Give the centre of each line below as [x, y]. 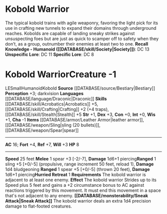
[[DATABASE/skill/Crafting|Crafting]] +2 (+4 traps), [57, 109]
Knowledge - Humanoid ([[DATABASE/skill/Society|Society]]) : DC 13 [77, 49]
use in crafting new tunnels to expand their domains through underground [81, 28]
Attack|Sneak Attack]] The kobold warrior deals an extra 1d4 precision [78, 201]
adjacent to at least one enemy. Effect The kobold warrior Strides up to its [81, 180]
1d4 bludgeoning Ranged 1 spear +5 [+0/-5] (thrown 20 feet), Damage [78, 169]
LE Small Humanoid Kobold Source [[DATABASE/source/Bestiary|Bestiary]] [80, 88]
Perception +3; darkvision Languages [44, 93]
